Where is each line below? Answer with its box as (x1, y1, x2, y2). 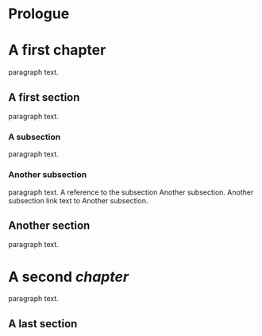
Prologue (8, 5, 70, 23)
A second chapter (8, 268, 129, 286)
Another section (8, 218, 91, 232)
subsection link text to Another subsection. (8, 195, 148, 205)
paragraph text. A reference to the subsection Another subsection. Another (8, 187, 254, 197)
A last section (8, 317, 78, 330)
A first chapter (8, 41, 106, 60)
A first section (8, 91, 80, 104)
